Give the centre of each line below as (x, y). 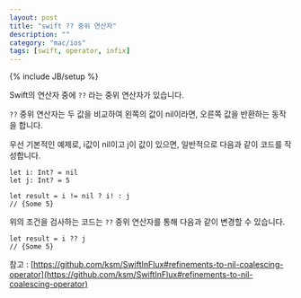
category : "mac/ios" (48, 43)
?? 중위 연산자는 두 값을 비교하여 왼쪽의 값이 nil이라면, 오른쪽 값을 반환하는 (140, 114)
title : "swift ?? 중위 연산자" (63, 26)
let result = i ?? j (48, 239)
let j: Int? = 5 (40, 180)
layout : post (34, 18)
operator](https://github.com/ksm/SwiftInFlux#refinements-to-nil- (131, 275)
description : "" (40, 34)
